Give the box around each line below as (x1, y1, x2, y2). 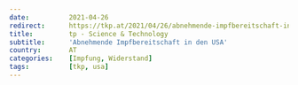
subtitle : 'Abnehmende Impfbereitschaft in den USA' (9, 37, 228, 47)
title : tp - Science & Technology (9, 29, 169, 38)
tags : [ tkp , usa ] (9, 63, 109, 72)
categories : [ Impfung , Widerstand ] (9, 54, 153, 63)
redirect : (9, 21, 46, 30)
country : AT (9, 46, 77, 55)
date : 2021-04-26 (9, 12, 109, 22)
